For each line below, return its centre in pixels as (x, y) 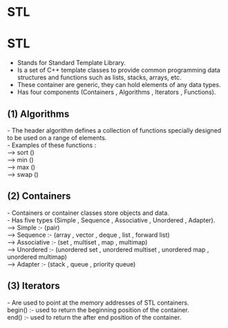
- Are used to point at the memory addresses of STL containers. (98, 302)
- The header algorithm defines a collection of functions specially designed (114, 130)
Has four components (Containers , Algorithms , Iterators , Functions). (116, 92)
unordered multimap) (37, 257)
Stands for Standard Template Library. (72, 63)
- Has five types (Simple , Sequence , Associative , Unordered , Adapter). (111, 220)
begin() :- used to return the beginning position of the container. (98, 310)
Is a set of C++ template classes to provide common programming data (119, 70)
